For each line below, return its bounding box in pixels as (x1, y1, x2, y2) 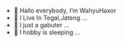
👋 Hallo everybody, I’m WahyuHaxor (13, 7, 116, 14)
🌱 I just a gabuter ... (13, 21, 70, 29)
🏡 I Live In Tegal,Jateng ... (13, 14, 88, 22)
